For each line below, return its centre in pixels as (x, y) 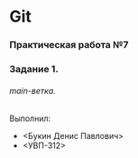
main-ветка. (32, 90)
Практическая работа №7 (69, 45)
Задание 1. (34, 70)
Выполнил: (30, 118)
